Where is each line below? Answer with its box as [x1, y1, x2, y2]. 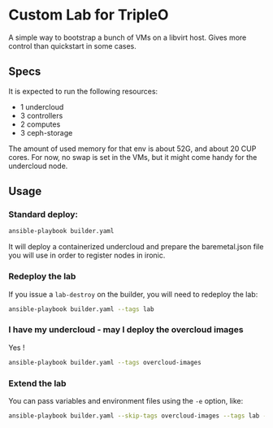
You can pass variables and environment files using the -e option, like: [8, 396, 244, 405]
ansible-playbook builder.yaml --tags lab [8, 305, 154, 313]
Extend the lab [8, 378, 67, 389]
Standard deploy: [8, 209, 79, 220]
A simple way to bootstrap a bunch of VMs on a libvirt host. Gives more [8, 32, 247, 42]
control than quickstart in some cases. [8, 41, 136, 50]
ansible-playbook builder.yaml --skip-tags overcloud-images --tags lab [8, 412, 260, 420]
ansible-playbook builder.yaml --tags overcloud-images [8, 358, 201, 366]
